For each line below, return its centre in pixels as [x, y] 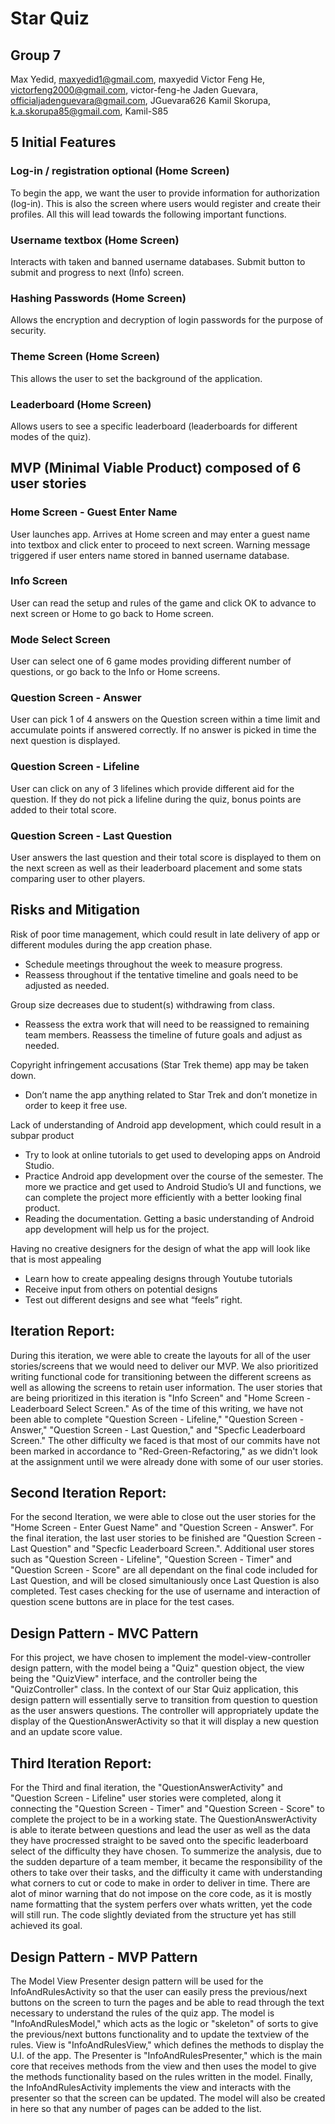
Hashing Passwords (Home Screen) [98, 298]
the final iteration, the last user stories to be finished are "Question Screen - [166, 1538]
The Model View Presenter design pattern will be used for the [137, 1981]
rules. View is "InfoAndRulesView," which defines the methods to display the [167, 2044]
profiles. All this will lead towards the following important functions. [148, 214]
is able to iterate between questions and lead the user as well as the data [160, 1830]
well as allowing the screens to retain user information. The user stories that [166, 1387]
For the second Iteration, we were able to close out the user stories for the [163, 1517]
